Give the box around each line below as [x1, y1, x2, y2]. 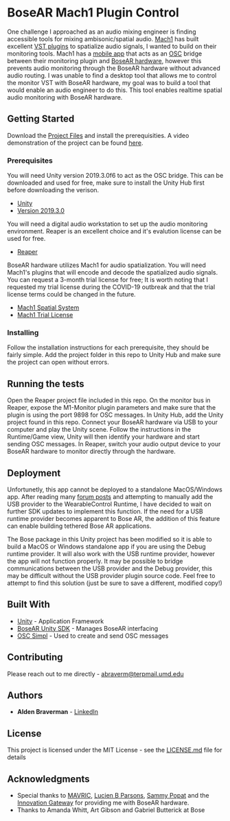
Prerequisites [7, 156, 53, 165]
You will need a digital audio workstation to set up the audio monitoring [7, 220, 208, 228]
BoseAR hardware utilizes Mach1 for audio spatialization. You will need [7, 261, 206, 269]
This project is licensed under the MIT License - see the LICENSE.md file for [7, 746, 222, 754]
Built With [7, 599, 50, 610]
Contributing [7, 651, 63, 663]
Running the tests [7, 378, 84, 389]
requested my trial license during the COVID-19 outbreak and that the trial [7, 283, 216, 291]
